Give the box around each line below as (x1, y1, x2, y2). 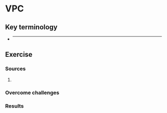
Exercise (5, 50, 33, 59)
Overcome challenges (5, 89, 60, 96)
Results (5, 103, 24, 110)
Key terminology (5, 23, 58, 31)
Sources (5, 65, 26, 72)
